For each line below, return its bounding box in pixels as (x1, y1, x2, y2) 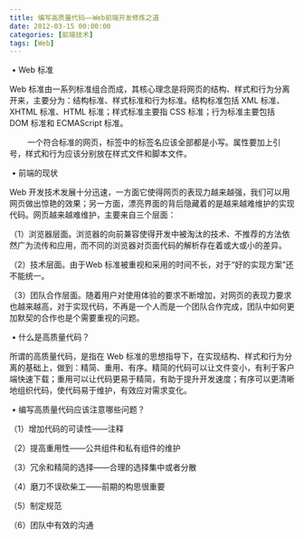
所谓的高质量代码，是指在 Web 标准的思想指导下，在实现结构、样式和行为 (9, 351, 285, 362)
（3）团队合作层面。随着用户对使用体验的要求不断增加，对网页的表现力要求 (9, 290, 292, 301)
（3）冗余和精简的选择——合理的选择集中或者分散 (9, 462, 197, 473)
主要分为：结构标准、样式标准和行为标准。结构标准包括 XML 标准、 (33, 95, 285, 106)
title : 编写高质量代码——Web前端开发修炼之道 (9, 13, 160, 23)
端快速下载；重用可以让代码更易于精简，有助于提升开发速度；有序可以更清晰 (9, 373, 295, 385)
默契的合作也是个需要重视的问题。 (16, 313, 145, 323)
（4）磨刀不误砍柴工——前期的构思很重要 (9, 481, 166, 492)
